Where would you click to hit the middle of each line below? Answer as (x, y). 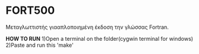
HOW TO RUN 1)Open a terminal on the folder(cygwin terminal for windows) (99, 38)
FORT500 (30, 10)
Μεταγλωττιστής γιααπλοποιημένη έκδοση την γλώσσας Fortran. (87, 27)
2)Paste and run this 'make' (40, 45)
